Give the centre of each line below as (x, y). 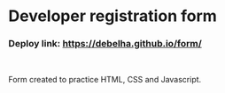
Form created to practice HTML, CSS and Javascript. (105, 80)
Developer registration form (113, 16)
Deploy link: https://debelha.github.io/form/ (105, 44)
